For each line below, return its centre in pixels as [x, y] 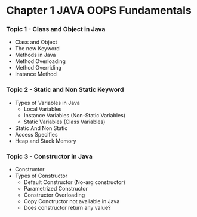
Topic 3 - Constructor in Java [49, 156]
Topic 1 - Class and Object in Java [56, 29]
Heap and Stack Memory [45, 141]
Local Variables [43, 109]
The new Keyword [37, 49]
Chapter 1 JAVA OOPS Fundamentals [99, 10]
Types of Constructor [41, 176]
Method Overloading [40, 61]
